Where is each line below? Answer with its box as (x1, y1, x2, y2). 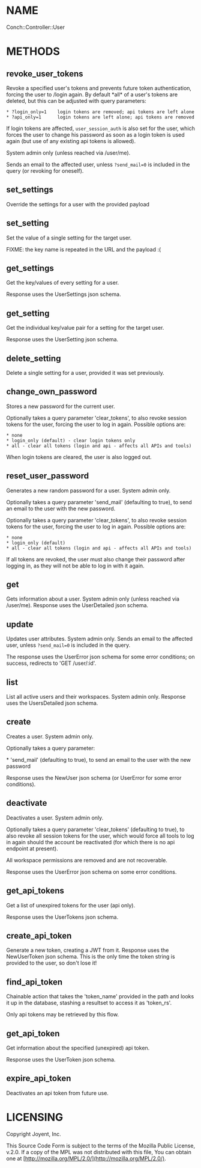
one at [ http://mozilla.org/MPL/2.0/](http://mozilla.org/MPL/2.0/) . (6, 1155, 166, 1162)
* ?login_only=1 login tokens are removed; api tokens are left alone (6, 109, 195, 115)
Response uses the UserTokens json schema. (6, 913, 119, 921)
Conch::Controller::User (6, 23, 65, 31)
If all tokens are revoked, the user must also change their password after (6, 555, 185, 563)
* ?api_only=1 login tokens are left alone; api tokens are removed (6, 114, 195, 120)
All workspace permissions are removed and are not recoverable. (6, 856, 168, 864)
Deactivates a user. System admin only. (6, 814, 104, 821)
